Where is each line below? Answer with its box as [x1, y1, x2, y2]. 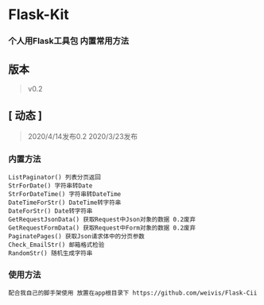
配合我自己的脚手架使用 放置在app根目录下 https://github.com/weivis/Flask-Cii [8, 289, 258, 297]
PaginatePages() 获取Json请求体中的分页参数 [8, 233, 145, 241]
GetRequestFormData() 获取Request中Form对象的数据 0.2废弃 [8, 224, 196, 232]
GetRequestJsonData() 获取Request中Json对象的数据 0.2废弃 [8, 216, 196, 224]
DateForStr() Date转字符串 [8, 207, 93, 215]
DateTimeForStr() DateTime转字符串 [8, 199, 122, 207]
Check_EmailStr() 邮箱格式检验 [8, 241, 105, 249]
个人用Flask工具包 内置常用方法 [8, 36, 130, 47]
